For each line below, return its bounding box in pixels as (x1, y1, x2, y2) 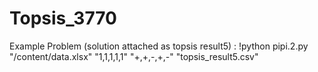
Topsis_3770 (9, 7, 117, 30)
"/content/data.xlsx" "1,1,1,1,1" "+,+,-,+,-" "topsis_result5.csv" (9, 50, 259, 62)
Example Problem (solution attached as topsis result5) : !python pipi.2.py (9, 40, 309, 52)
